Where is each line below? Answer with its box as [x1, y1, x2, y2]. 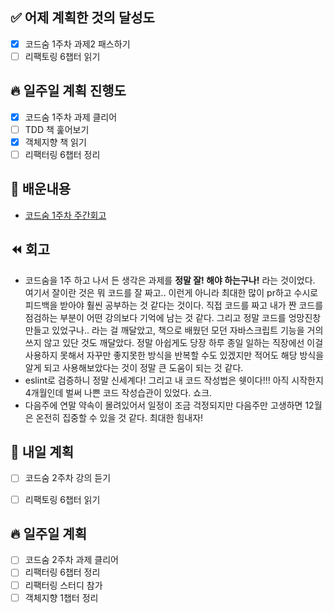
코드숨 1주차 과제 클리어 [24, 111, 118, 123]
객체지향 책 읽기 [24, 136, 87, 148]
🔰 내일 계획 [10, 444, 75, 461]
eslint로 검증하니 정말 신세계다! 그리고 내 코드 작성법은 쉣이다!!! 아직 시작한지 [24, 374, 324, 386]
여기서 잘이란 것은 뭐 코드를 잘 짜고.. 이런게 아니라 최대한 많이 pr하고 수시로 [24, 286, 319, 298]
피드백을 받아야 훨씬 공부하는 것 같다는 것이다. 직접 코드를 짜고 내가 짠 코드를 [24, 299, 324, 311]
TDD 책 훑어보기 [24, 123, 90, 135]
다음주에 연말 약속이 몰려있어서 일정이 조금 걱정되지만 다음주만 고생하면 [24, 399, 303, 411]
